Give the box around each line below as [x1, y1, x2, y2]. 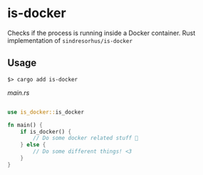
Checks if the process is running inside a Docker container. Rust [7, 29, 196, 37]
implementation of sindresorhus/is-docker [7, 36, 133, 44]
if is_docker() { [20, 128, 72, 135]
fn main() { [7, 121, 43, 129]
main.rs [7, 88, 30, 97]
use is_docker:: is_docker [7, 109, 84, 116]
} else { [20, 141, 46, 149]
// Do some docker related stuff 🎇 [33, 134, 139, 142]
